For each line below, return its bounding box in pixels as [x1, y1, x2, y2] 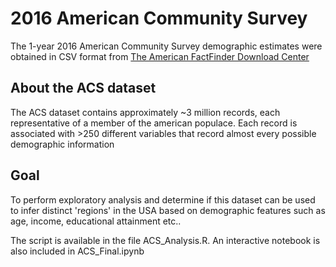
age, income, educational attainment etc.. [10, 215, 182, 227]
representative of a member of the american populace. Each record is [10, 117, 298, 129]
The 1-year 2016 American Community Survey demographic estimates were [10, 40, 323, 52]
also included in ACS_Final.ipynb [10, 245, 145, 257]
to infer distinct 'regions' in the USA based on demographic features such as [10, 204, 326, 216]
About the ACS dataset [10, 80, 157, 97]
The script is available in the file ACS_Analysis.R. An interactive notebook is [10, 234, 321, 246]
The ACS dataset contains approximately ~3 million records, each [10, 106, 281, 118]
